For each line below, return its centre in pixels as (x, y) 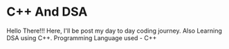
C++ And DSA (47, 12)
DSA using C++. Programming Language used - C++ (82, 37)
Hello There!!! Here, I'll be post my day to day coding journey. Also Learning (114, 31)
